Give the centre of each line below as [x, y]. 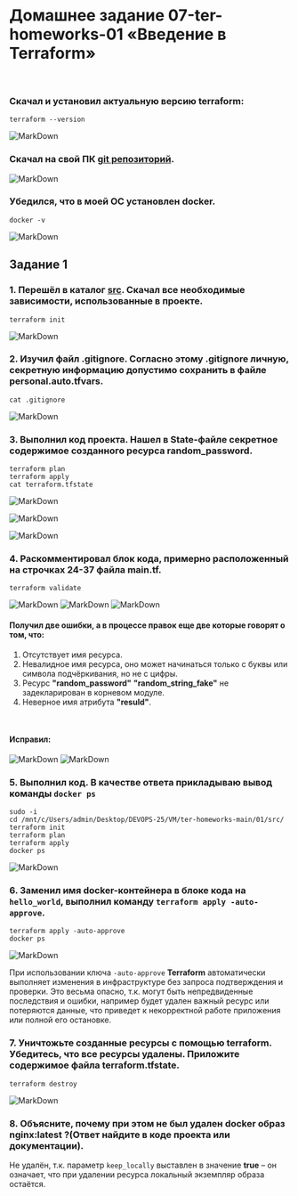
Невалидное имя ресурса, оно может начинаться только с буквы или [155, 663]
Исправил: [30, 739]
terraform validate [45, 589]
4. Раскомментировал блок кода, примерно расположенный [149, 559]
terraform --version [48, 120]
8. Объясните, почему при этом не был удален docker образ [147, 1123]
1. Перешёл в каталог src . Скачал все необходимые [127, 290]
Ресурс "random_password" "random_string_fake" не [125, 683]
